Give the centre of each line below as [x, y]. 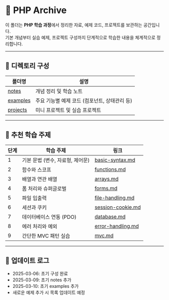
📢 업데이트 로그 [27, 260]
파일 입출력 [34, 198]
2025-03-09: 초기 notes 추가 [42, 280]
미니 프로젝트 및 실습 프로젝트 [68, 110]
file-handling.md [115, 198]
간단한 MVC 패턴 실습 [46, 235]
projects [18, 109]
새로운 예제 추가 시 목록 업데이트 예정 [49, 292]
